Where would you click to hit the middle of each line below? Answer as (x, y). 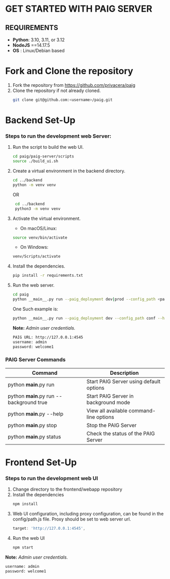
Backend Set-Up (40, 120)
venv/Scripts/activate (36, 256)
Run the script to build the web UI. (48, 147)
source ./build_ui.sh (35, 161)
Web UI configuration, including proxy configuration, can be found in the (88, 514)
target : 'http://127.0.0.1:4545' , (49, 529)
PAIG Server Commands (35, 360)
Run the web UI (29, 538)
